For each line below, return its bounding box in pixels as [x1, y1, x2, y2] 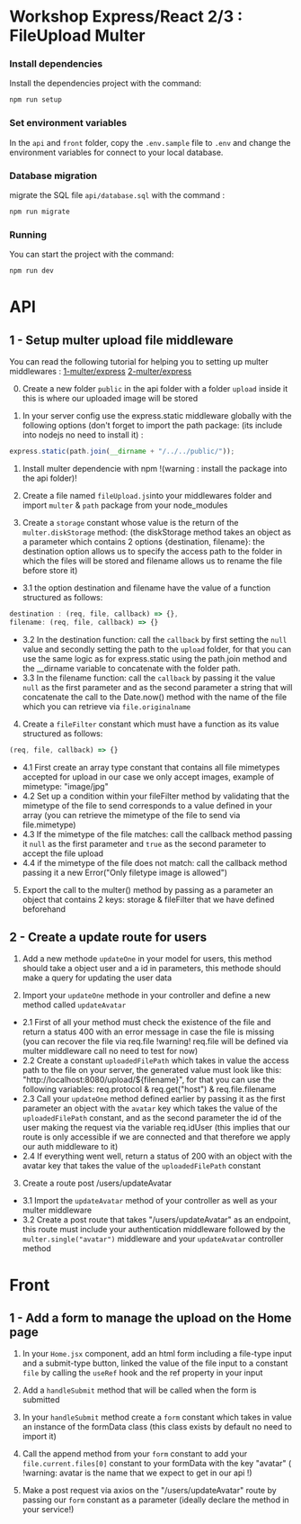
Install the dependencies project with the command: [9, 78, 202, 89]
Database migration [9, 169, 97, 182]
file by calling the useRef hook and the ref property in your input [22, 1367, 263, 1378]
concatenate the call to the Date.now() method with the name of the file [22, 691, 288, 702]
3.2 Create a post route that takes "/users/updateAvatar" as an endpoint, [22, 1214, 291, 1225]
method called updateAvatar [22, 999, 127, 1010]
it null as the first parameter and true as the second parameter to [22, 838, 267, 849]
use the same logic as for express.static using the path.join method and [22, 653, 288, 663]
